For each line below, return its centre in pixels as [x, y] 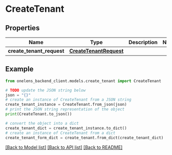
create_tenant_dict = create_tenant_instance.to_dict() [66, 128]
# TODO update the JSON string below [46, 90]
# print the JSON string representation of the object [65, 109]
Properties [23, 28]
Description [143, 42]
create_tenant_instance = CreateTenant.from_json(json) [66, 105]
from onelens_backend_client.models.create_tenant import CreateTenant [83, 81]
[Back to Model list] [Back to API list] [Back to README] [64, 147]
